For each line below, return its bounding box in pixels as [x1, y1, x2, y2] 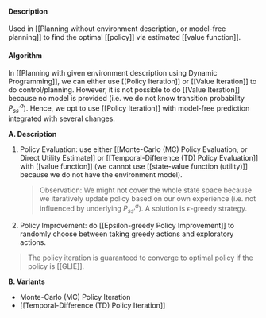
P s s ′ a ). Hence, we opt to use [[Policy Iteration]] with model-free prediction [8, 102, 250, 114]
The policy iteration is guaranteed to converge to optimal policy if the [27, 253, 254, 262]
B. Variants [8, 277, 45, 286]
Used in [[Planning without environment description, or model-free [8, 24, 226, 33]
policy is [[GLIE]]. [27, 262, 85, 271]
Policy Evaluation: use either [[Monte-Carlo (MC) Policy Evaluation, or [19, 144, 248, 154]
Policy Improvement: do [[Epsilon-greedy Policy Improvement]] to [19, 221, 235, 231]
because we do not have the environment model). [19, 169, 183, 179]
